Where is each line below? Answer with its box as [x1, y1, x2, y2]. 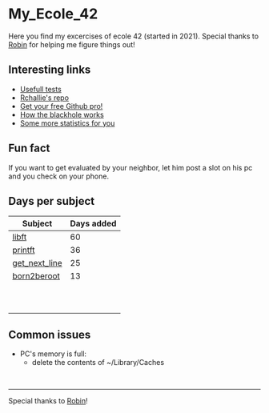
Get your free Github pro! [19, 101, 103, 110]
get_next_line [12, 258, 62, 269]
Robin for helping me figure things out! [8, 39, 135, 49]
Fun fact [8, 142, 50, 155]
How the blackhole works [19, 110, 104, 119]
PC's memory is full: [19, 349, 86, 359]
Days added [70, 218, 117, 229]
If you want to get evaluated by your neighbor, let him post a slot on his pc [8, 162, 253, 172]
